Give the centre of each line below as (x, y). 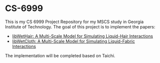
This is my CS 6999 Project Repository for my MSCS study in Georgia (74, 22)
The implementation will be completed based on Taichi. (60, 55)
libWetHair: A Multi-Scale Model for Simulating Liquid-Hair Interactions (82, 36)
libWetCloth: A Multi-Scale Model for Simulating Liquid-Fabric (73, 41)
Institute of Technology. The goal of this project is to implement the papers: (80, 26)
